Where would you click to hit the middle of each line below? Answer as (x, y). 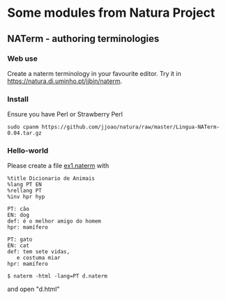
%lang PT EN (24, 185)
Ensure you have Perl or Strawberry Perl (65, 114)
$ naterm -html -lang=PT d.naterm (58, 276)
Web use (23, 59)
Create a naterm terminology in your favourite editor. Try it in (94, 73)
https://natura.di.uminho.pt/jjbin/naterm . (65, 81)
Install (18, 99)
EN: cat (18, 246)
